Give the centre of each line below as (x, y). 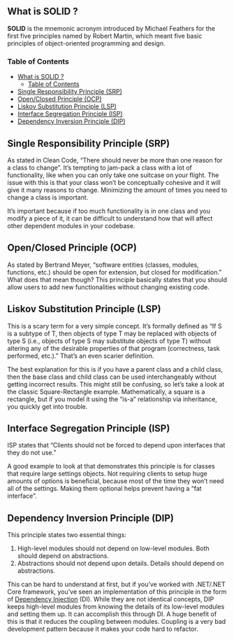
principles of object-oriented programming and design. (86, 43)
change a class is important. (48, 197)
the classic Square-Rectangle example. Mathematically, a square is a (106, 391)
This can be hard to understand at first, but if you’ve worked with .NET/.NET (116, 585)
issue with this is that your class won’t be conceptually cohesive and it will (114, 182)
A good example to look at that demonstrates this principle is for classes (111, 466)
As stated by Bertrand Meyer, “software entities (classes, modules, (103, 265)
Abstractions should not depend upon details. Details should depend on (120, 564)
